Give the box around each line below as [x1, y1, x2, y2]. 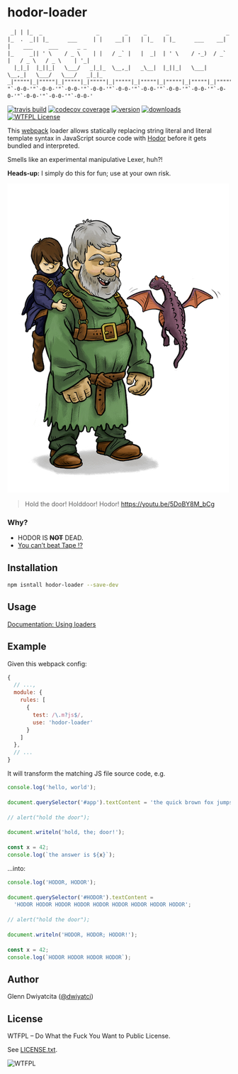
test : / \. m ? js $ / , [33, 711, 84, 718]
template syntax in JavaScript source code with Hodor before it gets [7, 134, 207, 142]
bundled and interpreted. [7, 141, 80, 150]
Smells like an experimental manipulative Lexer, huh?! [7, 155, 163, 163]
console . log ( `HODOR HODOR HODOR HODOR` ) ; [7, 953, 132, 961]
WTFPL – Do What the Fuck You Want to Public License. [7, 1031, 171, 1041]
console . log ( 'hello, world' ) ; [7, 784, 97, 791]
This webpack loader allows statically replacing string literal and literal [7, 126, 212, 135]
